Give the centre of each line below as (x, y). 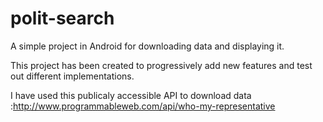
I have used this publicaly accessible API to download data (131, 95)
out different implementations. (72, 76)
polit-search (62, 18)
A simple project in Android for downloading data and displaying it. (147, 46)
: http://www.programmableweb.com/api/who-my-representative (143, 106)
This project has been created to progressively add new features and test (161, 65)
